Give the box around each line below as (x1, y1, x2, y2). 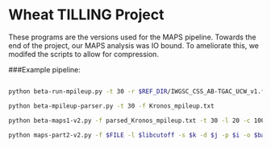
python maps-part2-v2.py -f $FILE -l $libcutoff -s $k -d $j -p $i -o (8, 131, 251, 139)
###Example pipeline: (8, 64, 81, 74)
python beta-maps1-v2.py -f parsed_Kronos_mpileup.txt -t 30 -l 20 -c (8, 116, 251, 125)
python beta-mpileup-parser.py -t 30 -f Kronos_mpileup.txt (8, 102, 215, 110)
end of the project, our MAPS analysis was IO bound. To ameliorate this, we (8, 40, 260, 50)
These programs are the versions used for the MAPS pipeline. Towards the (8, 32, 256, 42)
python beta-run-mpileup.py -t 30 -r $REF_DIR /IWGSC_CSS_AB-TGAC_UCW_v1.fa (8, 87, 269, 96)
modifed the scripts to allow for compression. (8, 49, 160, 59)
